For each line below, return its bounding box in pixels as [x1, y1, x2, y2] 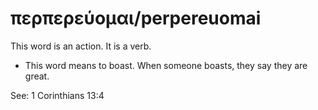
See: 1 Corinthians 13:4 [10, 89, 105, 101]
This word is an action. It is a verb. [10, 40, 152, 52]
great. [24, 70, 50, 82]
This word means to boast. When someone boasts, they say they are [24, 59, 308, 71]
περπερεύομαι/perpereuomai [10, 7, 262, 30]
